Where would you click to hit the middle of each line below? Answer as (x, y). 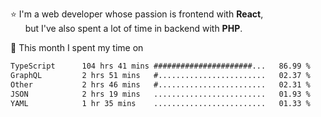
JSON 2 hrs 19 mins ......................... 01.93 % (160, 94)
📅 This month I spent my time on (77, 47)
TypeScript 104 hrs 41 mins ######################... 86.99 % (160, 66)
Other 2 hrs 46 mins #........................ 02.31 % (160, 84)
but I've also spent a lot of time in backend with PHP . (133, 28)
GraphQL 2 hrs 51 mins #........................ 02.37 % (160, 75)
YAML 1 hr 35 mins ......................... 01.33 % (160, 103)
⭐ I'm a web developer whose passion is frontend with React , (137, 14)
